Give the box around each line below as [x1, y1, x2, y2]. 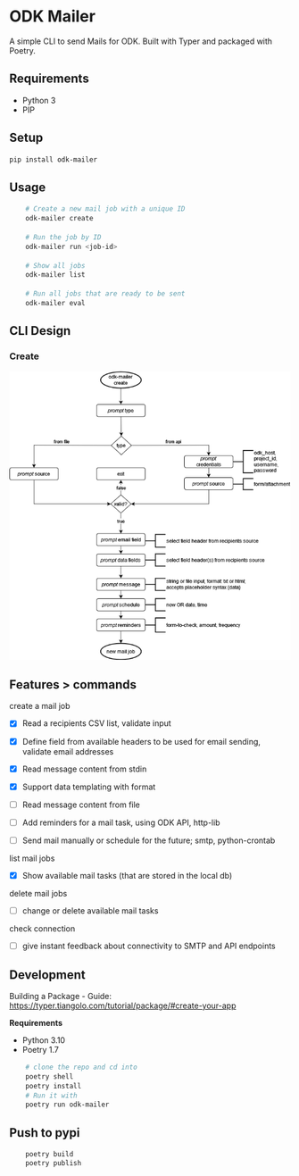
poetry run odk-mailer [25, 1100, 110, 1109]
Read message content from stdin [21, 763, 147, 774]
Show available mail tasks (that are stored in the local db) [21, 870, 233, 880]
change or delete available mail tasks [21, 905, 159, 916]
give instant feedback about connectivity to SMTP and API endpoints [21, 940, 276, 952]
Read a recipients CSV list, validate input [21, 718, 171, 729]
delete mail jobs [9, 888, 68, 898]
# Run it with [25, 1091, 78, 1100]
